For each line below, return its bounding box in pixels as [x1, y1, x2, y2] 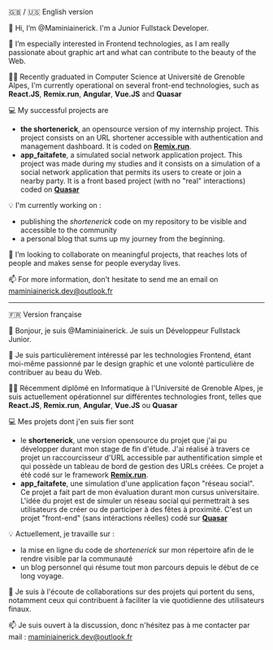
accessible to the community [19, 225, 118, 235]
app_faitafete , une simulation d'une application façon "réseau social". [19, 479, 255, 488]
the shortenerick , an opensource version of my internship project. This [19, 124, 259, 133]
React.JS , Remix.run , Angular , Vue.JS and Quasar [8, 89, 182, 98]
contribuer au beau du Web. [8, 367, 102, 377]
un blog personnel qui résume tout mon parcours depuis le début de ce [19, 562, 259, 572]
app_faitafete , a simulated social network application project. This [19, 150, 243, 159]
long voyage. [19, 571, 64, 580]
